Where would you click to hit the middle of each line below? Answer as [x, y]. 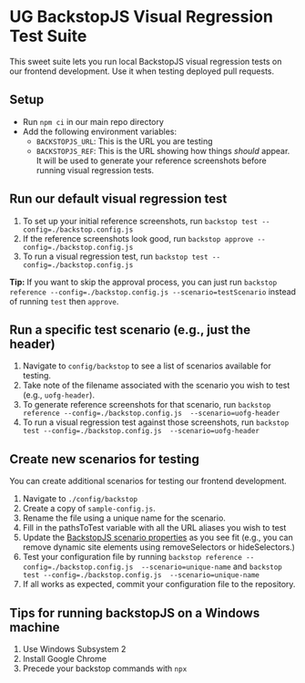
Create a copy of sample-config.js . [89, 509]
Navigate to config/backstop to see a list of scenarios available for [147, 366]
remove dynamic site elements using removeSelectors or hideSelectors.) [159, 547]
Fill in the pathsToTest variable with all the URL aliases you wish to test [154, 528]
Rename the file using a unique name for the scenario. [124, 518]
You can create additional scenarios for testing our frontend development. [148, 481]
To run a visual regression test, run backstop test [115, 256]
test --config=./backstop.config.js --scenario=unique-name [141, 575]
